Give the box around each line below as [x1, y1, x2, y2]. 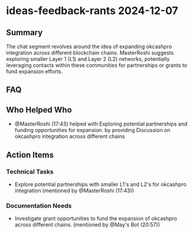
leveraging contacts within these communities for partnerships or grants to [6, 62, 187, 69]
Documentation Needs [6, 201, 72, 209]
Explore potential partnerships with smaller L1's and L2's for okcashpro [14, 181, 187, 188]
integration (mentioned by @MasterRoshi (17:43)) [14, 186, 134, 194]
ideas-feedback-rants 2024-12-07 [6, 4, 178, 18]
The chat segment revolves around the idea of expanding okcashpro [6, 43, 172, 50]
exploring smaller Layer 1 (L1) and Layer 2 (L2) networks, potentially [6, 56, 170, 62]
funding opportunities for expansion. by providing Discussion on [14, 127, 171, 134]
